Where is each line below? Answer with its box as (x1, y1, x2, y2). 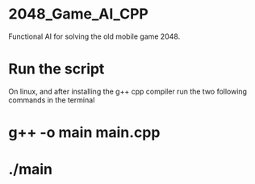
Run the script (8, 60, 105, 78)
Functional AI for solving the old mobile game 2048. (8, 31, 181, 41)
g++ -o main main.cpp (8, 123, 161, 142)
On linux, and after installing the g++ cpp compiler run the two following (8, 86, 248, 96)
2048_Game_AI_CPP (8, 5, 149, 23)
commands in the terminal (8, 94, 95, 105)
